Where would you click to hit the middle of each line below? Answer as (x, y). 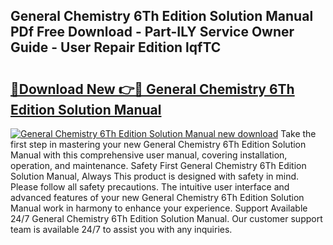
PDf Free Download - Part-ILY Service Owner (152, 32)
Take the (298, 133)
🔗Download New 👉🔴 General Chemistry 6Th (152, 89)
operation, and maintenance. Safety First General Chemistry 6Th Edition (158, 165)
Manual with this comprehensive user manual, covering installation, (149, 155)
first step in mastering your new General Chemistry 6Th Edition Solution (158, 144)
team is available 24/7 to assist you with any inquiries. (121, 229)
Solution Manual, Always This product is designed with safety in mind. (155, 176)
